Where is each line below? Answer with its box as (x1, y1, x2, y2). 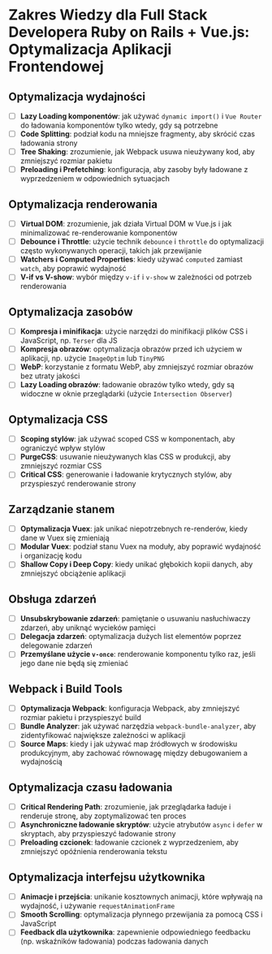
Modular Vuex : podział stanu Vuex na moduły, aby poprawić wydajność (19, 542, 261, 551)
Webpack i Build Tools (8, 682, 123, 696)
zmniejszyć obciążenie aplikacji (19, 568, 126, 578)
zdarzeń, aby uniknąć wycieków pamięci (19, 623, 156, 632)
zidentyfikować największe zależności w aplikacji (19, 731, 186, 740)
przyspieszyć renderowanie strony (19, 479, 136, 489)
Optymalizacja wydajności (8, 89, 146, 103)
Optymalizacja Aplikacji (8, 41, 172, 58)
